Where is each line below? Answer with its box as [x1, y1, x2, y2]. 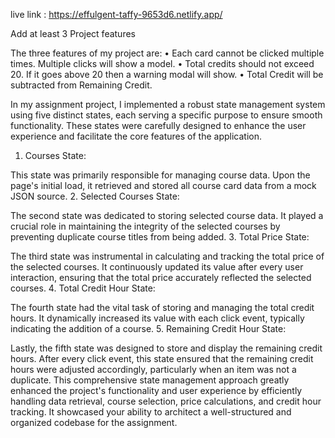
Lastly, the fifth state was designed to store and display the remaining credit [10, 342, 323, 354]
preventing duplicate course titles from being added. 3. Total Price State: [10, 231, 310, 243]
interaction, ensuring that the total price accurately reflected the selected [10, 272, 312, 283]
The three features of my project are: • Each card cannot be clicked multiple [10, 47, 325, 59]
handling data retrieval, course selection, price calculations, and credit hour [10, 395, 322, 407]
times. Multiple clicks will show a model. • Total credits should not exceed [10, 58, 315, 69]
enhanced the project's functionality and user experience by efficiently [10, 385, 303, 396]
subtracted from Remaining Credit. [10, 79, 153, 91]
